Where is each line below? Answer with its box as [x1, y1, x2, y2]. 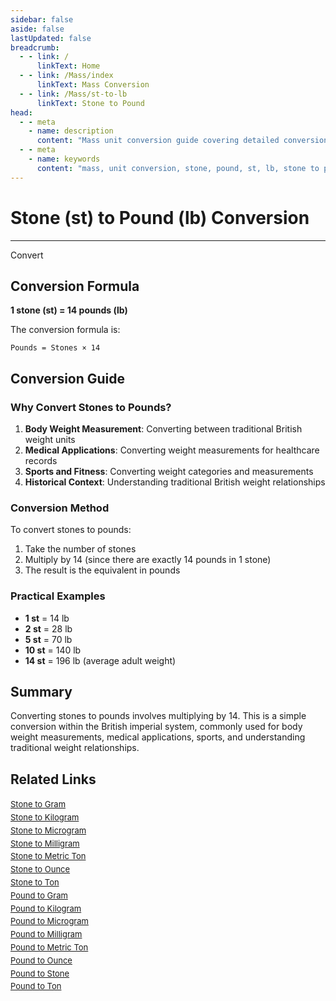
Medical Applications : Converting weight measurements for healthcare [24, 444, 320, 456]
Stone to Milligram [10, 837, 80, 849]
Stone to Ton [10, 877, 60, 888]
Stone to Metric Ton [10, 851, 87, 862]
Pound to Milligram [10, 929, 83, 940]
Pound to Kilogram [10, 902, 82, 914]
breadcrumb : [10, 42, 60, 53]
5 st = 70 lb [24, 633, 73, 645]
